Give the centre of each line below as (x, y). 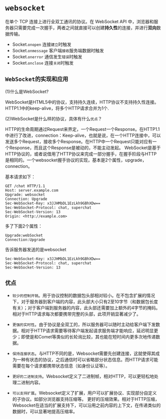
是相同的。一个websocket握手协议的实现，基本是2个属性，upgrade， (76, 160)
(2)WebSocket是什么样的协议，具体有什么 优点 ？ (54, 118)
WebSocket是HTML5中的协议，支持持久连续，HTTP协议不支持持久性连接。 (82, 102)
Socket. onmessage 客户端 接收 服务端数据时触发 (58, 50)
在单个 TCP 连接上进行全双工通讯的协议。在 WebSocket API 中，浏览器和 (80, 21)
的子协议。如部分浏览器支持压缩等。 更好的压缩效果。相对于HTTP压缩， (86, 399)
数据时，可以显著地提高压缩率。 (45, 411)
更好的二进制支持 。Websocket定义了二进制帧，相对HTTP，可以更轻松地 (83, 376)
